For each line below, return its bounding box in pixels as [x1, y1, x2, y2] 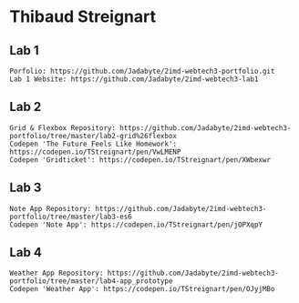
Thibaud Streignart [9, 6, 157, 27]
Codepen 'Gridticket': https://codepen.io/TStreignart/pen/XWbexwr [9, 155, 272, 165]
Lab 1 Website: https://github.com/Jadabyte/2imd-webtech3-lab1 [9, 75, 259, 84]
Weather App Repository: [9, 268, 104, 278]
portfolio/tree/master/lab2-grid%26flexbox [9, 131, 178, 140]
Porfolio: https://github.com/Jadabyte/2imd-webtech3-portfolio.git [9, 66, 275, 76]
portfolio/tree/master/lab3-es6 [9, 212, 132, 221]
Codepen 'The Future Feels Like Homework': [9, 139, 178, 148]
